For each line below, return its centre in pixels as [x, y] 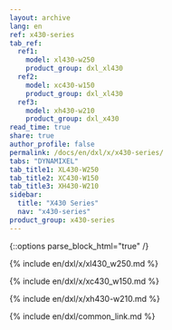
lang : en [26, 26]
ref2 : [28, 77]
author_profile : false [52, 144]
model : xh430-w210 [60, 111]
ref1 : [28, 52]
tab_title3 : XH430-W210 [54, 187]
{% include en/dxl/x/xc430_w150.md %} [85, 281]
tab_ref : [26, 43]
